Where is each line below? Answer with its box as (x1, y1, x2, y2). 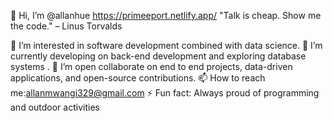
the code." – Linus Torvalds (10, 20, 123, 32)
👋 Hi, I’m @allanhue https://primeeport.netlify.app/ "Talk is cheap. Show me (10, 10, 322, 21)
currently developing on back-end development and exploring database (10, 50, 307, 62)
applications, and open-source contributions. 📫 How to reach (10, 72, 266, 84)
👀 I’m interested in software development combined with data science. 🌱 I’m (10, 40, 323, 51)
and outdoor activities (10, 101, 100, 113)
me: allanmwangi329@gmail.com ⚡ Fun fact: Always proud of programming (10, 87, 320, 99)
